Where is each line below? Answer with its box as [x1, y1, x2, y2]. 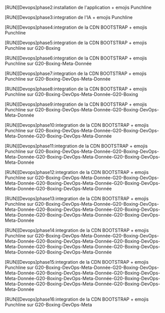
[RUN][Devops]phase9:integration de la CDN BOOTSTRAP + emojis [5, 101, 147, 107]
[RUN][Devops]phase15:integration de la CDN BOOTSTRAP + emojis [5, 259, 149, 265]
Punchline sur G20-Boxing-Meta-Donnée [5, 61, 92, 66]
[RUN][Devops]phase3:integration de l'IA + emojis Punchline [5, 14, 133, 20]
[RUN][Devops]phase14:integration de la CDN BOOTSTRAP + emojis [5, 227, 149, 233]
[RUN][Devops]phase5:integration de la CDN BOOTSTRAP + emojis [5, 40, 147, 46]
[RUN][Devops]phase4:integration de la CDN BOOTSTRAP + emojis [5, 24, 147, 30]
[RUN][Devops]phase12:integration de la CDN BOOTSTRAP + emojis [5, 169, 149, 175]
